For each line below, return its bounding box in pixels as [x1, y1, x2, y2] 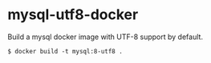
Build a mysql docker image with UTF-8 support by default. [7, 32, 204, 41]
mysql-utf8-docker [7, 6, 139, 24]
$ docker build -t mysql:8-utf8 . [7, 47, 124, 55]
